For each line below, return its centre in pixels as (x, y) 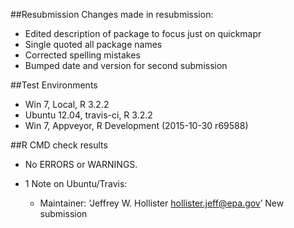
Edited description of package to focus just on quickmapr (143, 33)
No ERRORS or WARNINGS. (81, 164)
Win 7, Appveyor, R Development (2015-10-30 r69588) (136, 125)
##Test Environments (54, 85)
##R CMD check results (59, 145)
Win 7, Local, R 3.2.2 (67, 104)
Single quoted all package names (93, 44)
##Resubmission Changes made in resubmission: (112, 14)
